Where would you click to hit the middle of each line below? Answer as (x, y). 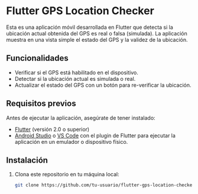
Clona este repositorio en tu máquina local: (67, 175)
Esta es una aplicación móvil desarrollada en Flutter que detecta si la (90, 27)
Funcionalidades (38, 58)
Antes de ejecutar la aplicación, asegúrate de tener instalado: (81, 118)
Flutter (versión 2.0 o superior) (52, 129)
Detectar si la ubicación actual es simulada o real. (75, 78)
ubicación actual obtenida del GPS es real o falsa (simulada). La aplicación (97, 33)
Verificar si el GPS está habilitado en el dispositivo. (77, 73)
